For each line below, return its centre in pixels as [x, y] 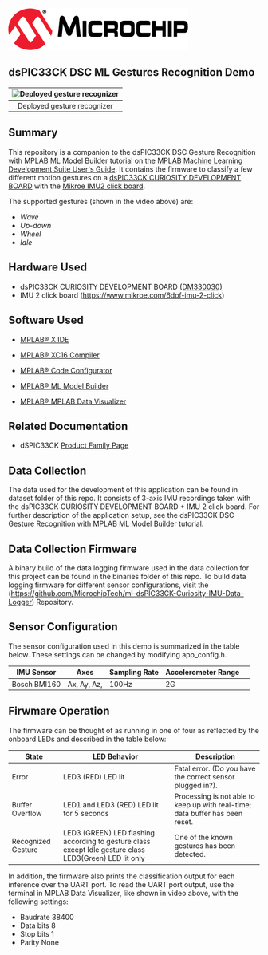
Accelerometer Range [203, 673]
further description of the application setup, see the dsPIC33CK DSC [121, 515]
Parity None [39, 942]
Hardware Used [48, 268]
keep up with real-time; [213, 804]
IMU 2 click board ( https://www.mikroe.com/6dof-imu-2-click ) [122, 295]
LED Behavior [116, 756]
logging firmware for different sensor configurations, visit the [108, 585]
